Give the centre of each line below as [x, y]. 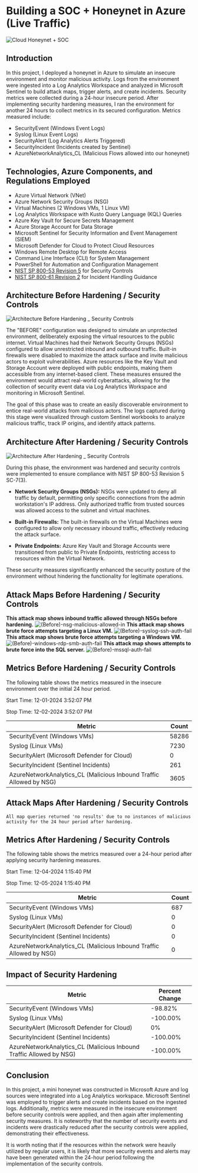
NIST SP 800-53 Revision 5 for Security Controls [74, 271]
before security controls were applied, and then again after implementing [95, 1114]
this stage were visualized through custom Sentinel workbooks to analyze [95, 417]
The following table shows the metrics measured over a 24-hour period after [99, 854]
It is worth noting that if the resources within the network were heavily [91, 1145]
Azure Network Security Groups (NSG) [62, 202]
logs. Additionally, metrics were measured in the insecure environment [92, 1109]
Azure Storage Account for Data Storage [64, 226]
